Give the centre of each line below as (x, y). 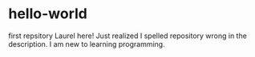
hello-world (48, 14)
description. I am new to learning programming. (87, 44)
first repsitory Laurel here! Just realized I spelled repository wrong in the (127, 36)
